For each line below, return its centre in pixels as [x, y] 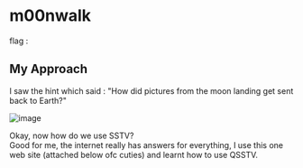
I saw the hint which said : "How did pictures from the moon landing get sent [151, 90]
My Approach [49, 69]
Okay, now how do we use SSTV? [72, 135]
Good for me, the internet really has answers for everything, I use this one [147, 145]
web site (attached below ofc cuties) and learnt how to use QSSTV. [134, 154]
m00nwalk [50, 16]
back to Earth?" [38, 100]
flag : [19, 41]
